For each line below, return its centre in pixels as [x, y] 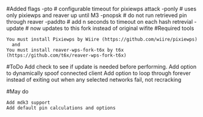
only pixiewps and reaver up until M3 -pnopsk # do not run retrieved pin [97, 15]
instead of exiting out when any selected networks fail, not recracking [94, 80]
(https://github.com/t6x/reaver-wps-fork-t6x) [66, 55]
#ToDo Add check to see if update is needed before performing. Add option [101, 67]
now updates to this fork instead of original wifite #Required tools [112, 28]
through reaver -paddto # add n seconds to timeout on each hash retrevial [100, 22]
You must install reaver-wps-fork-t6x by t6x [65, 50]
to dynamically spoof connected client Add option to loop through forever [98, 73]
